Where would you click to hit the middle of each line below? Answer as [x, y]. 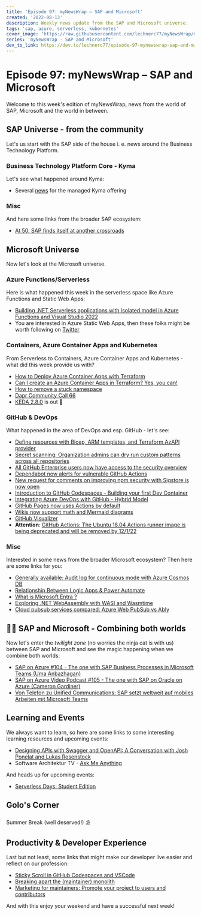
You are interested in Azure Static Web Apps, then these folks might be [102, 323]
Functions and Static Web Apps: [46, 299]
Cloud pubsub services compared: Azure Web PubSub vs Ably [92, 610]
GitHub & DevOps [32, 417]
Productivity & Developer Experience [77, 843]
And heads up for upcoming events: [50, 775]
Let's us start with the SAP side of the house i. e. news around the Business [99, 144]
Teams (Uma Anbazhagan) [48, 674]
